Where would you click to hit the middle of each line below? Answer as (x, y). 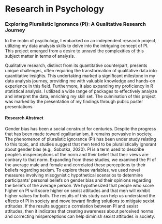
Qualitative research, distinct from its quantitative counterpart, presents (76, 65)
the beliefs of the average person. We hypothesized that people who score (80, 185)
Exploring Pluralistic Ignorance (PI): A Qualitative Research (75, 24)
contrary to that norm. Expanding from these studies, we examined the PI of (81, 160)
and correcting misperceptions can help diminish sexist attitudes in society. (80, 216)
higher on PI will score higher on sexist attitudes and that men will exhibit (78, 191)
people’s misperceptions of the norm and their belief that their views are (77, 154)
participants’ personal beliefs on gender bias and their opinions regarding (78, 180)
